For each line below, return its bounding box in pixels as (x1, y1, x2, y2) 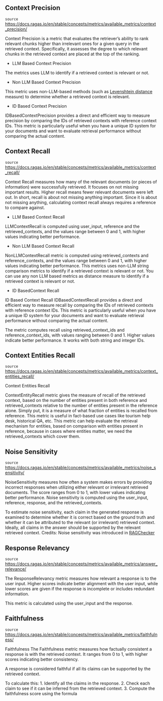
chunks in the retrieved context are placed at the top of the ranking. (5, 51, 140, 57)
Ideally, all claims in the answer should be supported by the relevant (5, 525, 141, 530)
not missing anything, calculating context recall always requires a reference (5, 199, 156, 205)
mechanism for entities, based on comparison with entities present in (5, 423, 143, 429)
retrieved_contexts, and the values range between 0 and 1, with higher (5, 228, 146, 234)
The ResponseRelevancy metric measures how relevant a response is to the (5, 575, 157, 581)
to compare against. (5, 205, 45, 210)
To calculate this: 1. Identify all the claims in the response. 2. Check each (5, 680, 150, 686)
